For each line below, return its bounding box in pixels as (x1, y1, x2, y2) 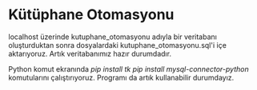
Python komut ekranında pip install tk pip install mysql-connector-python (8, 64, 250, 73)
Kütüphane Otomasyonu (8, 6, 175, 24)
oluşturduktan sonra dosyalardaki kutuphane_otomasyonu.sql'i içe (8, 40, 227, 49)
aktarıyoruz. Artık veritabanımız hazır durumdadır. (8, 49, 172, 58)
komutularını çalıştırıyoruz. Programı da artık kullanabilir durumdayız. (8, 72, 235, 82)
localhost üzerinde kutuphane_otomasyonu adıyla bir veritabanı (8, 32, 218, 41)
